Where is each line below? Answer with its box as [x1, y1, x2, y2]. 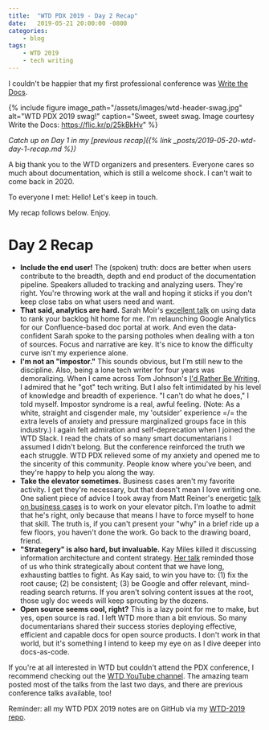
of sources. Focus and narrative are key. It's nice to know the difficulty [19, 339, 253, 349]
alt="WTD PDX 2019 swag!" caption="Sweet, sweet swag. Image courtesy [8, 111, 255, 121]
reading [19, 587, 46, 597]
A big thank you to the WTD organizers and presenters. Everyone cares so [8, 159, 255, 169]
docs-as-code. [19, 646, 70, 656]
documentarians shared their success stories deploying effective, [19, 621, 237, 631]
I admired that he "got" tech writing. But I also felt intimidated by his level [19, 382, 262, 392]
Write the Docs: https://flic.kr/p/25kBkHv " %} [8, 120, 159, 129]
